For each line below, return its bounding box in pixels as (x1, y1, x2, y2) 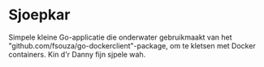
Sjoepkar (8, 6, 71, 24)
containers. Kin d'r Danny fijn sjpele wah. (8, 49, 146, 59)
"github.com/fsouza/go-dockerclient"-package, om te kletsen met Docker (8, 40, 256, 50)
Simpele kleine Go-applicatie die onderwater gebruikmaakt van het (8, 32, 232, 42)
